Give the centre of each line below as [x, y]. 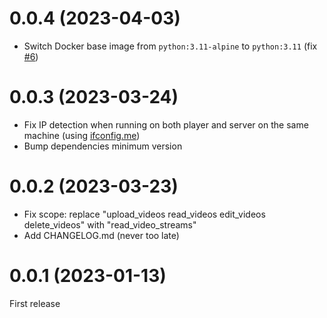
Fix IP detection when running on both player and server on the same [166, 124]
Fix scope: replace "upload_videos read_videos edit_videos [144, 214]
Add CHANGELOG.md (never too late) [101, 235]
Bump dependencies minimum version [103, 146]
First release [35, 303]
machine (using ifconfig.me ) [82, 135]
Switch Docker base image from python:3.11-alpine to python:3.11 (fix [170, 46]
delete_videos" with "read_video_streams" [110, 224]
